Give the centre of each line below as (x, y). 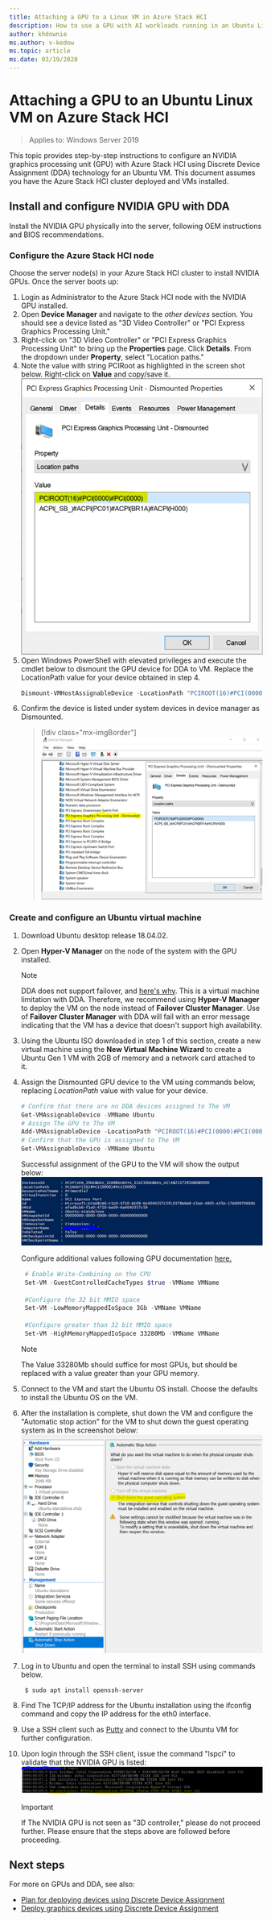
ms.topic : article (40, 51)
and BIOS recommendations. (57, 235)
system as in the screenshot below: (80, 1430)
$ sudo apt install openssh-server (84, 1690)
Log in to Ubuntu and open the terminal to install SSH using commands (138, 1665)
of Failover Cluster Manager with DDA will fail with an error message (135, 1017)
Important (37, 1807)
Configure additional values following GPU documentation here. (126, 1258)
